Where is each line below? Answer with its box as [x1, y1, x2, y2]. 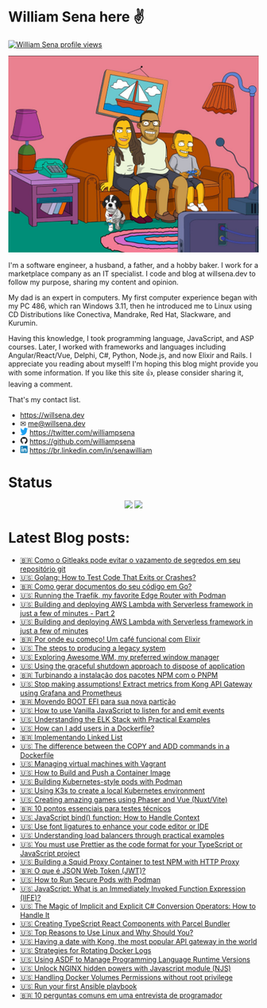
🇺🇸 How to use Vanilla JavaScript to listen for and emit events [19, 705, 225, 715]
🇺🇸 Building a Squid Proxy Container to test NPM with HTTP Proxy [19, 857, 240, 866]
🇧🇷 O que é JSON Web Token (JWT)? [19, 865, 146, 875]
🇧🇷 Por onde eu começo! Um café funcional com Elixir [19, 634, 201, 644]
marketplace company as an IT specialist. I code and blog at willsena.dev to [8, 269, 256, 278]
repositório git [19, 564, 66, 574]
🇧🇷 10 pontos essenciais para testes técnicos [19, 803, 172, 813]
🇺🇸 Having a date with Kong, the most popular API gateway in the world [19, 936, 257, 946]
